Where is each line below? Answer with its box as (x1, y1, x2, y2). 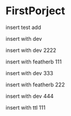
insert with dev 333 (5, 69, 54, 76)
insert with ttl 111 (5, 104, 46, 111)
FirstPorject (5, 4, 66, 18)
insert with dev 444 (5, 92, 54, 99)
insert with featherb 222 (5, 81, 65, 88)
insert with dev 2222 (5, 46, 57, 54)
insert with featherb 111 (5, 58, 62, 65)
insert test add (5, 24, 41, 31)
